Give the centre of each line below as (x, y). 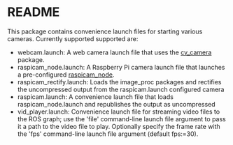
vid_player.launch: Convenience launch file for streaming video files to (119, 112)
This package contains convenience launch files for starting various (105, 31)
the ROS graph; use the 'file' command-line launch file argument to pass (121, 119)
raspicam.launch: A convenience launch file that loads (95, 97)
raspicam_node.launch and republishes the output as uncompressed (116, 104)
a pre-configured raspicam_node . (66, 75)
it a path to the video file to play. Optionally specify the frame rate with (119, 126)
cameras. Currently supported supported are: (73, 38)
